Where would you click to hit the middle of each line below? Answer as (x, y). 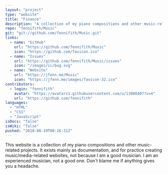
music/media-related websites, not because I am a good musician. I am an (82, 155)
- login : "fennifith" (32, 89)
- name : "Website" (29, 70)
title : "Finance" (23, 19)
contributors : (20, 84)
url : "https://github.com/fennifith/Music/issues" (68, 61)
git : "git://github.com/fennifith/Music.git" (53, 33)
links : (12, 38)
